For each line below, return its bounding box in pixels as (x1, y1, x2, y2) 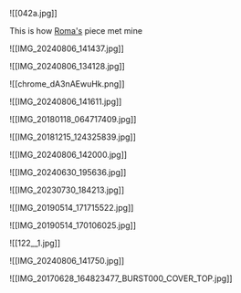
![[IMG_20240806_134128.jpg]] (9, 61, 125, 71)
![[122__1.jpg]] (9, 237, 61, 248)
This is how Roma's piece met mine (9, 26, 143, 36)
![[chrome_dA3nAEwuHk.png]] (9, 78, 125, 89)
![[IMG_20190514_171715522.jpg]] (9, 203, 134, 213)
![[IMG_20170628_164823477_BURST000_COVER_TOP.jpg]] (9, 273, 233, 284)
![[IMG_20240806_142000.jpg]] (9, 150, 128, 160)
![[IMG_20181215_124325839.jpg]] (9, 131, 137, 142)
